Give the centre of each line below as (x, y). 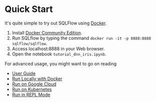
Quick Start (29, 9)
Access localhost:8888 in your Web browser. (58, 48)
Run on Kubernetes (32, 89)
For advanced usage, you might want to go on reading (61, 63)
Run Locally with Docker (37, 78)
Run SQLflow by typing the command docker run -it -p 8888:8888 (82, 38)
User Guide (24, 73)
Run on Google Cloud (34, 84)
